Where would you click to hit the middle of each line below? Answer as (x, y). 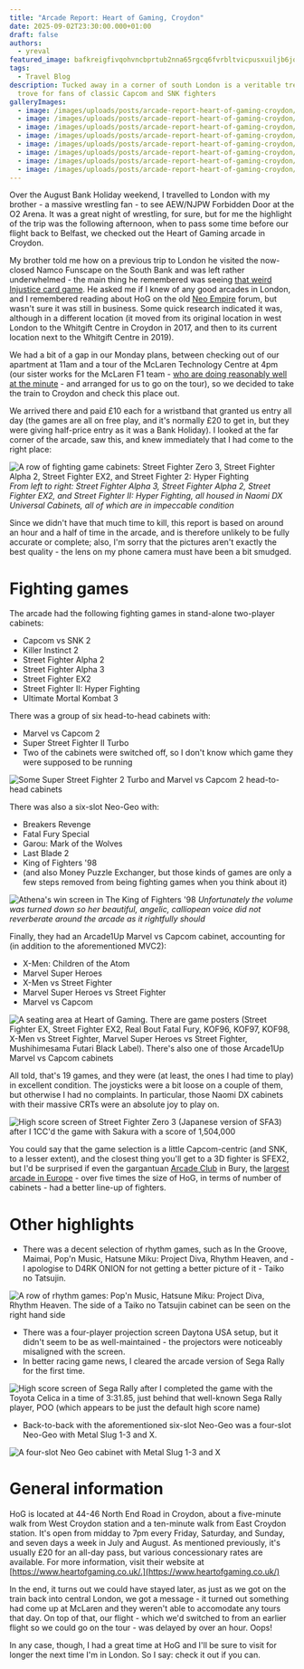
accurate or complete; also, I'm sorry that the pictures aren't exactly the (143, 542)
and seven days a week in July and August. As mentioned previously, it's (145, 1543)
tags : (19, 69)
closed (22, 270)
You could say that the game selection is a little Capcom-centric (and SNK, (148, 1149)
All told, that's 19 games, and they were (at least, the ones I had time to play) (152, 1076)
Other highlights (72, 1224)
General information (86, 1489)
